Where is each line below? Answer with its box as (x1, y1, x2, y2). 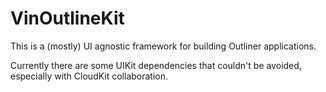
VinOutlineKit (10, 7, 125, 30)
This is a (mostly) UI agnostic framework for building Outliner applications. (10, 40, 317, 52)
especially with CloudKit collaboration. (10, 70, 169, 82)
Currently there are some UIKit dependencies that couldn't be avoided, (10, 59, 302, 71)
